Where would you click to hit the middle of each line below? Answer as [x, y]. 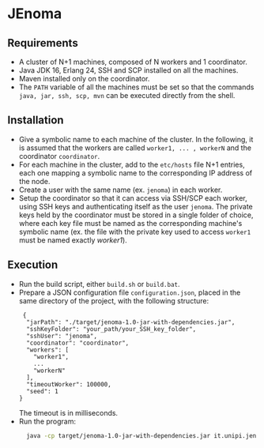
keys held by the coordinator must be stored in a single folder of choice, [136, 215]
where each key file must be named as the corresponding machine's [130, 223]
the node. [34, 181]
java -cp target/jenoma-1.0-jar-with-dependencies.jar [119, 435]
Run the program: [47, 421]
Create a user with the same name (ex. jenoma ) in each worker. [121, 190]
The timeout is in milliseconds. [68, 412]
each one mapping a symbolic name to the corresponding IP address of [136, 173]
